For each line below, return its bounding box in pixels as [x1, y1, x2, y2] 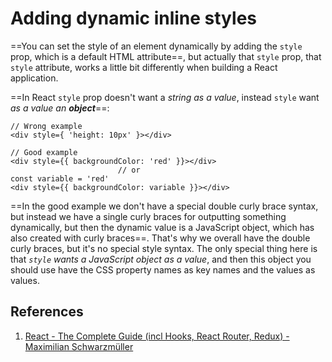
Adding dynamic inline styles [10, 7, 257, 30]
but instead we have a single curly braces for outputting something [10, 210, 287, 222]
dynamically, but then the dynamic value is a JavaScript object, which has [10, 221, 315, 233]
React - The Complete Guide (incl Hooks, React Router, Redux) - [24, 330, 290, 342]
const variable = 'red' [10, 173, 110, 184]
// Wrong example [10, 121, 83, 131]
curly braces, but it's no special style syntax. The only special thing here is [10, 242, 318, 254]
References [10, 303, 84, 321]
